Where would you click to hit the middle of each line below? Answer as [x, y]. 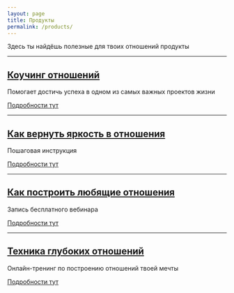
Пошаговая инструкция [42, 150]
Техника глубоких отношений [76, 251]
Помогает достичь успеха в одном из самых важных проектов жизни [111, 92]
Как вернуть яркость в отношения [86, 134]
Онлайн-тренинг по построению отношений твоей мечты [93, 268]
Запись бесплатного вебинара [53, 209]
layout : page [26, 14]
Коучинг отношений [54, 75]
